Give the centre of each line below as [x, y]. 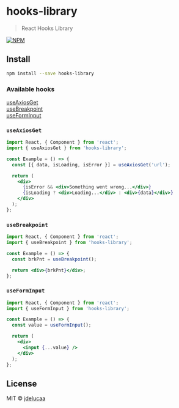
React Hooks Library [47, 28]
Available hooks [31, 89]
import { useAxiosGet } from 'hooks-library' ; [67, 148]
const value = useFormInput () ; [52, 325]
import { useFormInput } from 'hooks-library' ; [68, 308]
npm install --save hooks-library [50, 73]
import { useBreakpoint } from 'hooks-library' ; [69, 243]
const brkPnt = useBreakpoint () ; [54, 259]
